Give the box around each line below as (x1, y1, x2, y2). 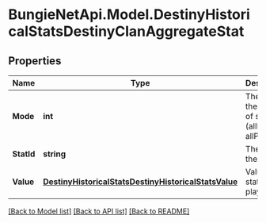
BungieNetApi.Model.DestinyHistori (8, 6, 251, 24)
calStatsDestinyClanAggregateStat (8, 22, 245, 40)
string (43, 148, 66, 160)
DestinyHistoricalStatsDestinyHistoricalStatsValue (43, 176, 238, 187)
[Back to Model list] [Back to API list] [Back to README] (8, 206, 190, 216)
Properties (8, 54, 62, 67)
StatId (12, 148, 36, 160)
